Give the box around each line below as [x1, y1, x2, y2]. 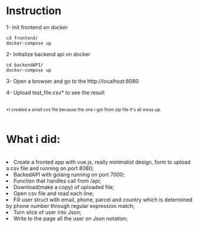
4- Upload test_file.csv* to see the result [6, 89, 105, 96]
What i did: [6, 133, 61, 146]
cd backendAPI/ [6, 62, 44, 68]
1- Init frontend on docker [6, 24, 68, 31]
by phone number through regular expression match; [6, 202, 135, 209]
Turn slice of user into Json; [14, 209, 82, 216]
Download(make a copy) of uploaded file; [14, 183, 115, 190]
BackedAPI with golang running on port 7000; [14, 171, 125, 178]
